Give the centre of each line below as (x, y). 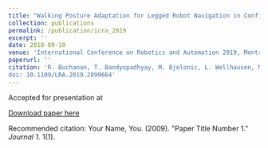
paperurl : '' (30, 60)
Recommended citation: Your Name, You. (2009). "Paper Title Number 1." (128, 128)
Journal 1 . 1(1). (32, 137)
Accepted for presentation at (55, 97)
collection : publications (51, 23)
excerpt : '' (28, 38)
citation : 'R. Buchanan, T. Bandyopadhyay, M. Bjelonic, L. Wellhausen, (132, 68)
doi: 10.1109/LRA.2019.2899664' (62, 75)
